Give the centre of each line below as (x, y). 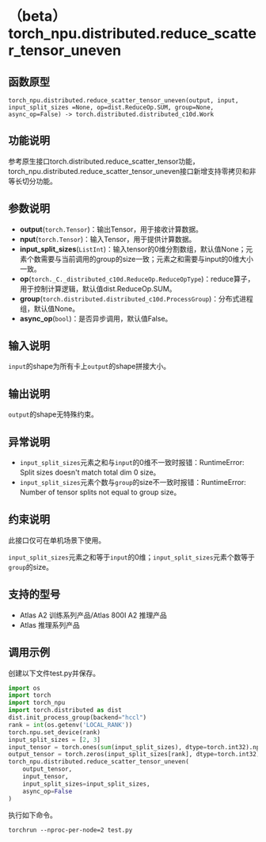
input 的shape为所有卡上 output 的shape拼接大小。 (89, 367)
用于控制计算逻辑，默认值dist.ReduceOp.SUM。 (98, 288)
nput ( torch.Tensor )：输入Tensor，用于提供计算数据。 (108, 239)
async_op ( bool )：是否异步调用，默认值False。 (96, 318)
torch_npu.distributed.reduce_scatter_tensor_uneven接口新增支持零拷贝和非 (132, 171)
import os (25, 688)
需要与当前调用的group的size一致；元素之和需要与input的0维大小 (147, 259)
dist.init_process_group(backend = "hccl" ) (78, 717)
